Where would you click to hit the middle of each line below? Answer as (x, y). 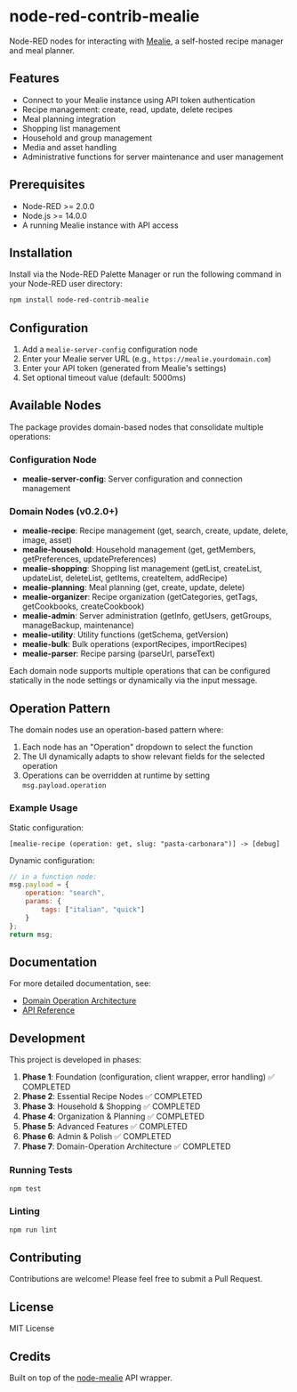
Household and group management (87, 138)
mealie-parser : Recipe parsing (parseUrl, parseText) (119, 654)
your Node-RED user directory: (66, 284)
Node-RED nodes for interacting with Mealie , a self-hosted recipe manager (146, 41)
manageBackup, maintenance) (78, 626)
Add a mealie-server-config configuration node (110, 350)
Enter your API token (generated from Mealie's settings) (124, 368)
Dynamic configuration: (52, 860)
